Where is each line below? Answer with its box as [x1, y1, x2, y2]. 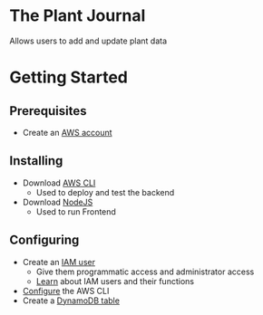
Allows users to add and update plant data [9, 35, 168, 46]
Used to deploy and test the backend [35, 186, 175, 197]
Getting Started [9, 67, 129, 88]
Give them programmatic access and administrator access [35, 266, 255, 277]
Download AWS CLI [22, 177, 96, 188]
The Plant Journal [9, 5, 146, 26]
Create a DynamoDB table [22, 295, 121, 306]
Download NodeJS [22, 196, 93, 207]
